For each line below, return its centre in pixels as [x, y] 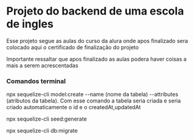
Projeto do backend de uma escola [95, 11]
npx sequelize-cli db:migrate [42, 131]
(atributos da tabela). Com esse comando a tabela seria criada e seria [94, 101]
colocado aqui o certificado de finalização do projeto [72, 47]
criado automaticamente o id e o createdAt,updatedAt [74, 107]
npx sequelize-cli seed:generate [47, 119]
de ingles [30, 24]
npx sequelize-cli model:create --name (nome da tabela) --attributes [92, 95]
